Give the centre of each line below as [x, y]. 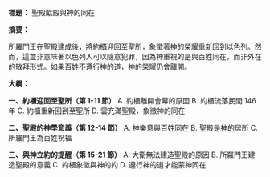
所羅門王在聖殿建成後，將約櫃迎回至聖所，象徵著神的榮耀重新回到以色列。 [131, 46]
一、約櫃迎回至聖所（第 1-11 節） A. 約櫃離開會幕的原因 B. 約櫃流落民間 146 [133, 101]
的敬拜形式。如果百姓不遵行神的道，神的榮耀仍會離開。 [100, 66]
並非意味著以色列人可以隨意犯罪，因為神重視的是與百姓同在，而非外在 [145, 56]
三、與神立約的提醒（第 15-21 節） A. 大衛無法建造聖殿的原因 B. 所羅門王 [129, 155]
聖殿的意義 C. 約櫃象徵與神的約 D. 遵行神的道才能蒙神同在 [110, 165]
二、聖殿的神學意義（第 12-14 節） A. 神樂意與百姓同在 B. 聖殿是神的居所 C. [133, 128]
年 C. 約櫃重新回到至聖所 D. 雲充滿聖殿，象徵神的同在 [97, 111]
